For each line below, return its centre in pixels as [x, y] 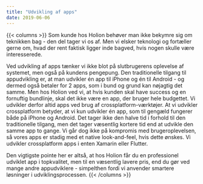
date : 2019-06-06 [28, 18]
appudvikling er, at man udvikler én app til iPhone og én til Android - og [95, 79]
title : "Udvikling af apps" [42, 12]
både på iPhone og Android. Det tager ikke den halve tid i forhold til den [96, 118]
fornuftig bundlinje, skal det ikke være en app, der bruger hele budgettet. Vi [101, 98]
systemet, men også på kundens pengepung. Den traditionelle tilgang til [96, 72]
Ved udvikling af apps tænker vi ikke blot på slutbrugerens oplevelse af [95, 66]
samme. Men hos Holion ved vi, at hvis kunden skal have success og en [96, 92]
